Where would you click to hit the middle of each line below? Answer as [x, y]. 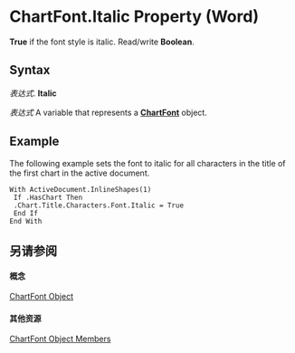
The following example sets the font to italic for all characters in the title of [148, 163]
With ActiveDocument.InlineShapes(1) [81, 189]
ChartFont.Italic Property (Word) [134, 17]
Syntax [30, 70]
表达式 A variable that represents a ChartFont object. [109, 112]
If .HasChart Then [48, 197]
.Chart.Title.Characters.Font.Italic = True [98, 205]
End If [26, 213]
